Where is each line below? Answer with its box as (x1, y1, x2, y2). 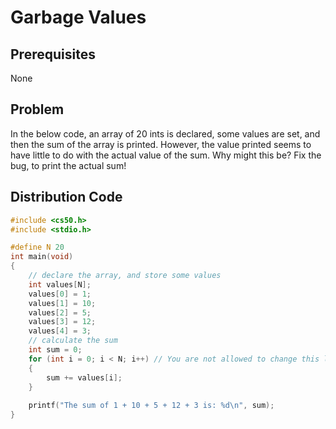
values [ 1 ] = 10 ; (28, 298, 97, 308)
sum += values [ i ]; (46, 372, 123, 383)
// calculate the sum (28, 336, 118, 346)
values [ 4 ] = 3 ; (28, 326, 92, 336)
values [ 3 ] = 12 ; (28, 317, 97, 327)
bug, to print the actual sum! (10, 159, 127, 171)
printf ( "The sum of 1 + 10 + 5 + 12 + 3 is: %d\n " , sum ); (28, 401, 275, 411)
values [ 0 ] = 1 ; (28, 289, 92, 299)
